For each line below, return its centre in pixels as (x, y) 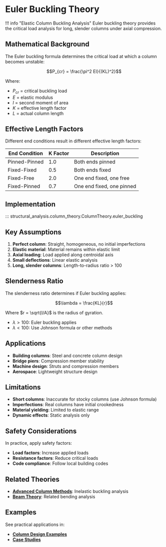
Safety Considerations (41, 431)
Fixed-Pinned (24, 187)
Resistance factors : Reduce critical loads (55, 458)
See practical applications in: (35, 524)
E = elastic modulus (33, 97)
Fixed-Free (21, 178)
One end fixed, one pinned (105, 187)
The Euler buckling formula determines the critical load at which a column (81, 56)
